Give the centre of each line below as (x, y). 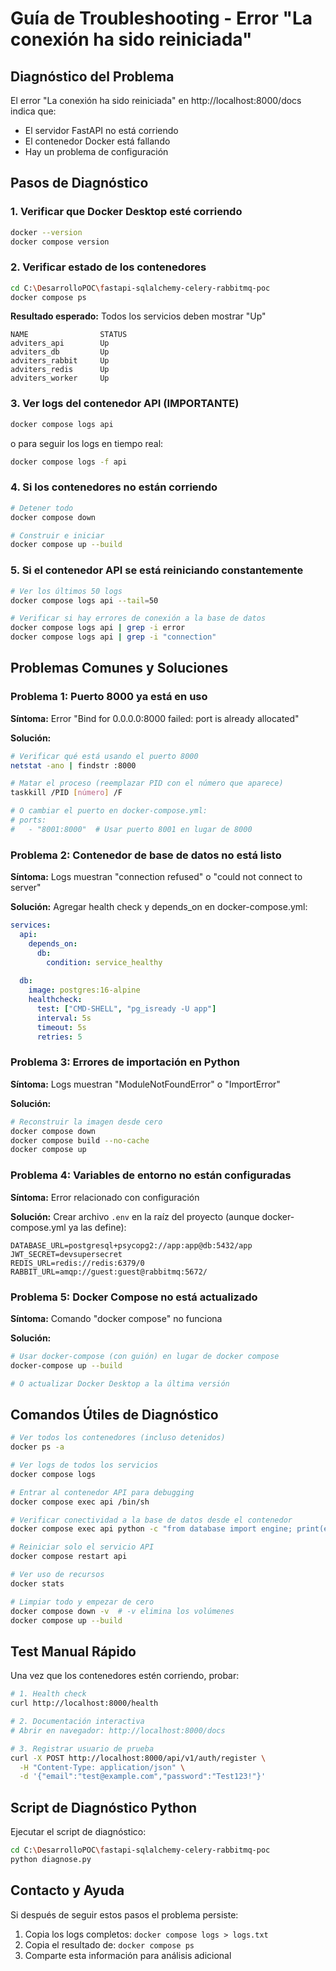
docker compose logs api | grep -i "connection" (113, 637)
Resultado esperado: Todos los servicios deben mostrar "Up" (138, 316)
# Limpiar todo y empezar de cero (82, 1602)
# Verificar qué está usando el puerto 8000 (104, 756)
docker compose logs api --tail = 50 (84, 600)
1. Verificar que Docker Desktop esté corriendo (126, 212)
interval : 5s (64, 1018)
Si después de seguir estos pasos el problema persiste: (124, 1914)
